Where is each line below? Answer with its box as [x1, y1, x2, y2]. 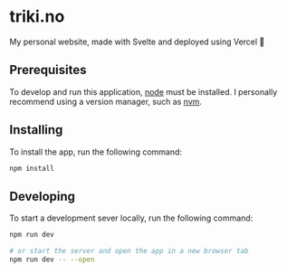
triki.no [9, 6, 65, 27]
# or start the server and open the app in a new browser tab [9, 247, 249, 256]
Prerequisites [9, 62, 87, 78]
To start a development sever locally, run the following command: [9, 212, 254, 223]
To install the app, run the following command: [9, 146, 183, 157]
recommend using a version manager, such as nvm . [9, 96, 202, 107]
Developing [9, 188, 75, 204]
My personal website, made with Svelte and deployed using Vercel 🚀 [9, 36, 265, 47]
